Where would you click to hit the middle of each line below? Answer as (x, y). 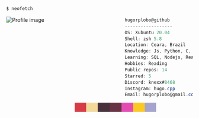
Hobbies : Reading (146, 64)
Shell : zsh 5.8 (143, 39)
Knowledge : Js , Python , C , (158, 51)
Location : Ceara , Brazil (155, 45)
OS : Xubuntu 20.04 (147, 32)
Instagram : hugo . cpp (150, 88)
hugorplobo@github (147, 20)
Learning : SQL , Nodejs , (154, 58)
